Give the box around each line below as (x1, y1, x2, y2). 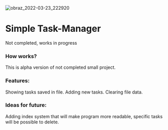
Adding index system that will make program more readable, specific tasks (5, 113, 163, 119)
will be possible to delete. (5, 119, 59, 125)
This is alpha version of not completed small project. (5, 64, 116, 70)
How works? (5, 52, 37, 60)
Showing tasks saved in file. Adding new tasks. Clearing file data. (5, 89, 143, 95)
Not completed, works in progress (5, 40, 77, 46)
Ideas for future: (5, 102, 47, 109)
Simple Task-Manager (5, 23, 101, 34)
